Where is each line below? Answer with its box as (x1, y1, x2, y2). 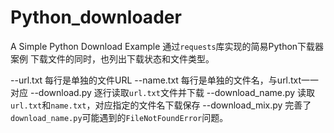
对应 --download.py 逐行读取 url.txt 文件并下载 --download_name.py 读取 (10, 86, 316, 98)
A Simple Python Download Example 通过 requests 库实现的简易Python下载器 (10, 40, 325, 52)
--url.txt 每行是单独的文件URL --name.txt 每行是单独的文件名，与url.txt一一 (10, 74, 320, 86)
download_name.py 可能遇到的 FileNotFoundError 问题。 (10, 111, 229, 123)
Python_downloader (10, 6, 182, 29)
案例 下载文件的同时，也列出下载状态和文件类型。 (10, 52, 215, 65)
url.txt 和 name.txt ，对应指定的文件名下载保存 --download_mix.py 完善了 (10, 99, 312, 111)
